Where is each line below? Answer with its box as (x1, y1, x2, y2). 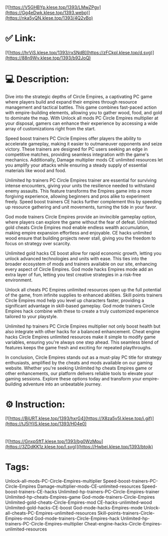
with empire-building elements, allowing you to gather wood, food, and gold (5, 109, 162, 115)
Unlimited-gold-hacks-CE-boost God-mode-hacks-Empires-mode (5, 504, 143, 510)
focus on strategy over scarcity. (5, 240, 71, 246)
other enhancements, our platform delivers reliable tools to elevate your (5, 370, 153, 376)
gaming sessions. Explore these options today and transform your (5, 375, 142, 381)
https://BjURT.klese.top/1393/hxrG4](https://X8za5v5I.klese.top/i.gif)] (10, 415, 154, 421)
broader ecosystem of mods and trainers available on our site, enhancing (5, 261, 157, 267)
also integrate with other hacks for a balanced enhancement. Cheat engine (5, 328, 160, 334)
